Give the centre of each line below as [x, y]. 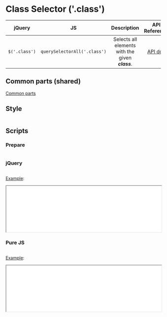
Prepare [15, 145]
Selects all [125, 39]
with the [125, 51]
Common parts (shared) [43, 82]
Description [125, 28]
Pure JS [15, 243]
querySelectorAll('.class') [73, 51]
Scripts [17, 131]
